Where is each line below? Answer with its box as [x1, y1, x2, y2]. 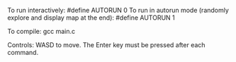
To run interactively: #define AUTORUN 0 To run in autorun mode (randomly [7, 6, 229, 14]
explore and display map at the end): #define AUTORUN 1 [7, 13, 175, 22]
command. [7, 49, 39, 56]
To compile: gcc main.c [7, 27, 76, 35]
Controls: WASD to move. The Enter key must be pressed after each [7, 41, 206, 49]
